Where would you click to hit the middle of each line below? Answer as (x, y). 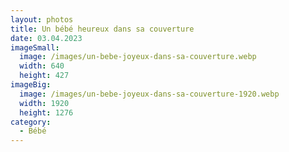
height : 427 (44, 76)
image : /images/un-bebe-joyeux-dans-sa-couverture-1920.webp (149, 94)
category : (31, 122)
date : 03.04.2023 (46, 38)
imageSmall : (35, 47)
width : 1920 (44, 103)
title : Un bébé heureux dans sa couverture (102, 29)
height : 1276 (46, 112)
